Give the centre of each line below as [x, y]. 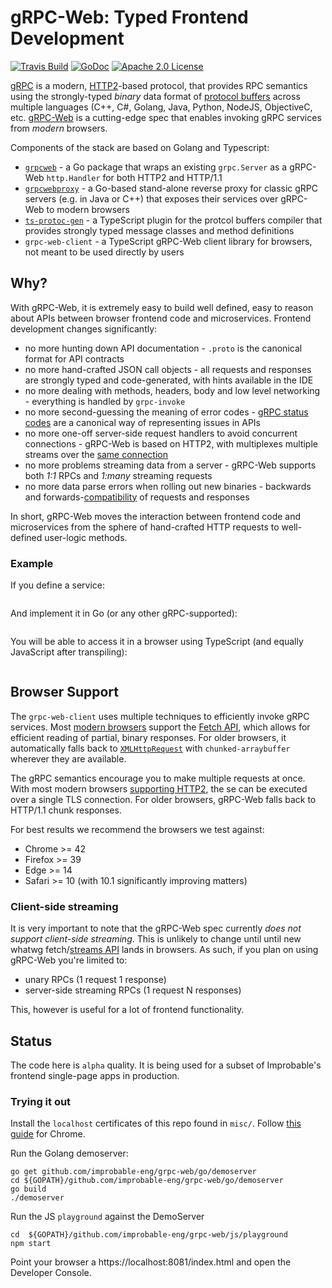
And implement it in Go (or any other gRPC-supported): [124, 613]
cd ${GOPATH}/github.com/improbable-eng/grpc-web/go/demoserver [147, 1181]
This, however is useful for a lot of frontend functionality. [127, 1010]
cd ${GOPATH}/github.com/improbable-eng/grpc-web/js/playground [149, 1235]
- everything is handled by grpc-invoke [105, 401]
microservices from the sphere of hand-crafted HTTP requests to [145, 527]
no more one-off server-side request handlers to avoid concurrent [161, 433]
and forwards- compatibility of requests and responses [137, 497]
